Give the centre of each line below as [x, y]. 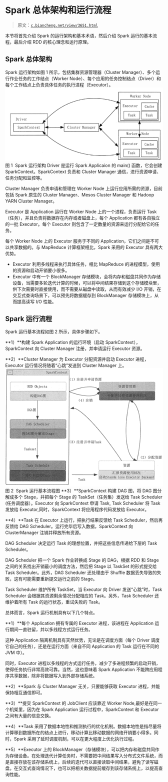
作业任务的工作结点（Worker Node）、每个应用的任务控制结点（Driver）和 [85, 78]
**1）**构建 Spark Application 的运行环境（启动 [55, 342]
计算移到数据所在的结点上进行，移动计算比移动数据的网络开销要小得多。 [79, 732]
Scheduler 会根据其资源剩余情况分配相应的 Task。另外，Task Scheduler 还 [82, 595]
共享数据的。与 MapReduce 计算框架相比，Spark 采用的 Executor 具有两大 [86, 247]
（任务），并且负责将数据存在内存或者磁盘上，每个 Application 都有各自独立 [83, 217]
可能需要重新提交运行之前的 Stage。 [60, 578]
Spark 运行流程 [29, 319]
